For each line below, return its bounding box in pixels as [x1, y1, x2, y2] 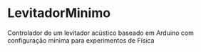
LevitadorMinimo [7, 5, 111, 21]
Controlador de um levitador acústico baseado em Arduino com [7, 28, 195, 37]
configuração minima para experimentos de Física [7, 36, 155, 44]
